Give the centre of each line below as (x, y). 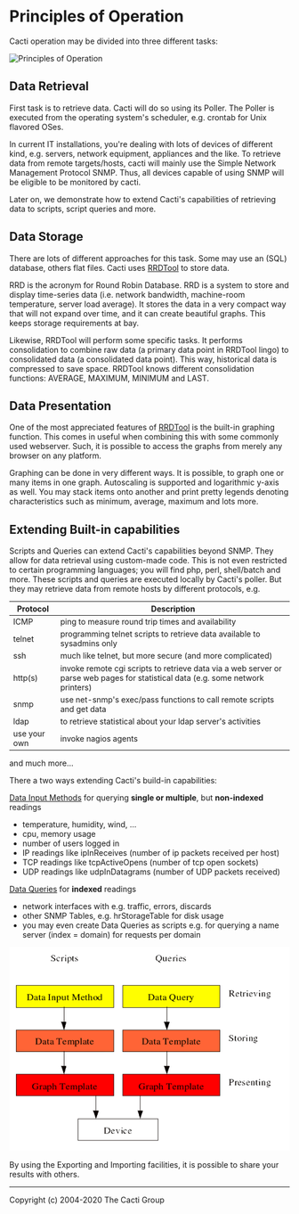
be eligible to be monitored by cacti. (75, 182)
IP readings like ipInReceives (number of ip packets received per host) (151, 852)
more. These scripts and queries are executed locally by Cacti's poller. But (145, 579)
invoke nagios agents (99, 738)
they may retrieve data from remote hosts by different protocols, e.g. (135, 589)
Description (173, 609)
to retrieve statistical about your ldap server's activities (160, 722)
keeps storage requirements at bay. (74, 323)
